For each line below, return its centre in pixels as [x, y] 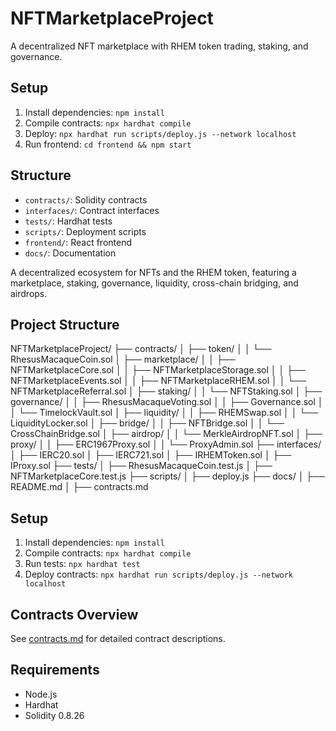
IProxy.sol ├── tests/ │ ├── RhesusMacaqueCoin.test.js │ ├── [141, 466]
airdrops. [29, 293]
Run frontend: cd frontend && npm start [108, 144]
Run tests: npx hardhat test [82, 564]
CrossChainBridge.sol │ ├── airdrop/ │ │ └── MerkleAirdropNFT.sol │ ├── [166, 434]
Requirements [55, 670]
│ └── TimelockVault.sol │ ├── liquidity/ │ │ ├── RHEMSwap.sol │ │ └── [164, 413]
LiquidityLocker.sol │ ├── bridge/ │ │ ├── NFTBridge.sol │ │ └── [147, 423]
